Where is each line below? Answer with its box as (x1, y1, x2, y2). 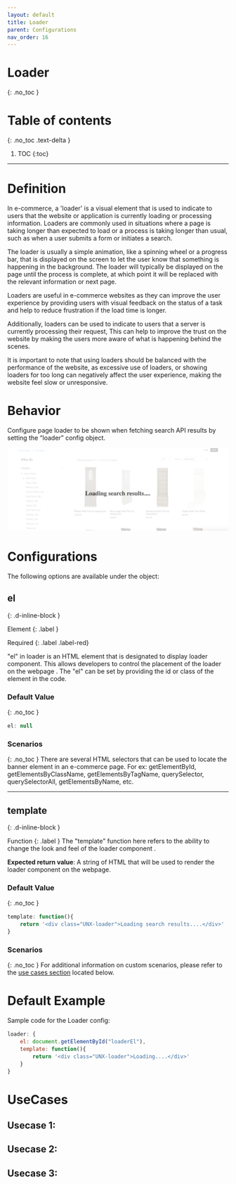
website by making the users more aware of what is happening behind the (7, 335, 222, 343)
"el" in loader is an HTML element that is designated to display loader (7, 651, 208, 661)
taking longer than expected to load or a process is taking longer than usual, (7, 227, 228, 235)
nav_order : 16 (7, 34, 49, 41)
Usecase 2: (7, 1143, 58, 1155)
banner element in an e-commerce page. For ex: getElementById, (7, 763, 197, 771)
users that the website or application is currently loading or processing (7, 212, 212, 220)
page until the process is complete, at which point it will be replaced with (7, 270, 218, 279)
